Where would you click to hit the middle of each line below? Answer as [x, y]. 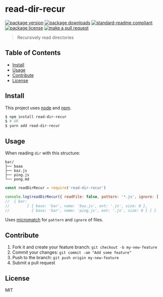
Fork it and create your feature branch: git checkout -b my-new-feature [85, 247]
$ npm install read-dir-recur [36, 117]
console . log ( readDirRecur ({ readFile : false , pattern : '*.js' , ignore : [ [82, 197]
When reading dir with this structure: [43, 153]
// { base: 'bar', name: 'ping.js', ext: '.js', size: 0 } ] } [81, 210]
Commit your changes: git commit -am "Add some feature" [72, 252]
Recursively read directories [46, 37]
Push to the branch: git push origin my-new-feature [65, 258]
